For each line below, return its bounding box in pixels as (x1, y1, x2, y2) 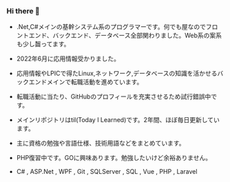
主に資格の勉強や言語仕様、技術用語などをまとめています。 (16, 139, 185, 148)
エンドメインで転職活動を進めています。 (28, 78, 143, 86)
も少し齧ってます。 (16, 40, 70, 48)
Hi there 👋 (6, 6, 41, 16)
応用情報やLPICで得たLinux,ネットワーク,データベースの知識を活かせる (16, 69, 218, 78)
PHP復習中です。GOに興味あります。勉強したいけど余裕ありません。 (16, 154, 212, 162)
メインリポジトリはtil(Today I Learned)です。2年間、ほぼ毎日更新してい (16, 116, 220, 124)
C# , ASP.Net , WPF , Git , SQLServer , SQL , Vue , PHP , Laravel (16, 168, 198, 176)
